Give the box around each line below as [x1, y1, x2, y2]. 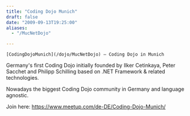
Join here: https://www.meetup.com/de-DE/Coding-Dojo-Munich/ [6, 103, 166, 110]
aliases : [6, 25, 28, 31]
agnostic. [6, 92, 29, 99]
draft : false [6, 14, 38, 20]
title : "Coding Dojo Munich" [6, 8, 78, 15]
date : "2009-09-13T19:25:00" [6, 19, 78, 25]
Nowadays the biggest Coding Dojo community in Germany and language [6, 86, 185, 93]
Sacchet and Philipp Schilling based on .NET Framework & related [6, 68, 166, 75]
